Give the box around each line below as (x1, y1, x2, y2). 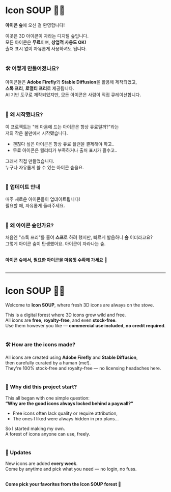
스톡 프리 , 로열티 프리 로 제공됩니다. (5, 85, 74, 91)
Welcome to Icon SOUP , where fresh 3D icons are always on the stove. (5, 302, 154, 308)
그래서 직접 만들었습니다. (5, 158, 54, 164)
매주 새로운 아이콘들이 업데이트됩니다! (5, 196, 80, 202)
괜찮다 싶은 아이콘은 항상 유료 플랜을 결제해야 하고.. (12, 141, 115, 147)
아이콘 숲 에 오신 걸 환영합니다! (5, 22, 65, 28)
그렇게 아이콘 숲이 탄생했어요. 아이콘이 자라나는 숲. (5, 241, 106, 247)
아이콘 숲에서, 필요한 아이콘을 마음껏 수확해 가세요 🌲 (5, 257, 107, 263)
